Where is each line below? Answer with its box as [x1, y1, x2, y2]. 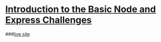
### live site [5, 31, 30, 37]
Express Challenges [5, 14, 92, 26]
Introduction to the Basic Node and [5, 4, 156, 15]
